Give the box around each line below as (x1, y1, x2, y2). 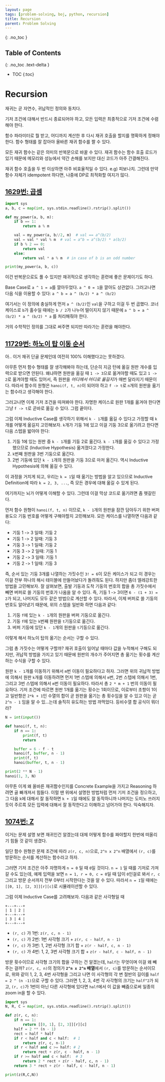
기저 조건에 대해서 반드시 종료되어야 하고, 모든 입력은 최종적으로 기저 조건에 (5, 116, 150, 122)
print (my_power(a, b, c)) (5, 264, 58, 269)
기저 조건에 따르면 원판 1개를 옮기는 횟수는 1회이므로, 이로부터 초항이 (19, 687, 150, 692)
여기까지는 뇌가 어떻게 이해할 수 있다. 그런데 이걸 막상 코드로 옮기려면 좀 (5, 491, 143, 496)
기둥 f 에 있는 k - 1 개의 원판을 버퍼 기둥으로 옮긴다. (12, 612, 111, 618)
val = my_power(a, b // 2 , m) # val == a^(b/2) (14, 232, 111, 238)
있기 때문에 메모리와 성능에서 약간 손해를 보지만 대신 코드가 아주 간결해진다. (5, 156, 150, 161)
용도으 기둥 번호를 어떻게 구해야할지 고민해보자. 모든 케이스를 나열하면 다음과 (5, 513, 153, 519)
